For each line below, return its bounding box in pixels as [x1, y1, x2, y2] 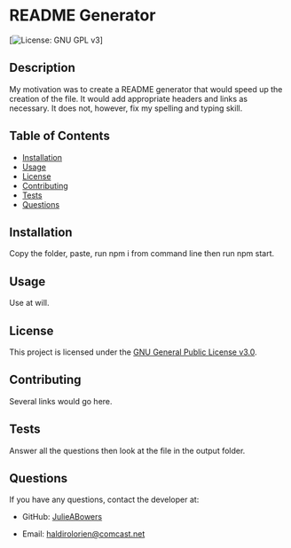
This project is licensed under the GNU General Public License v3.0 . [9, 347, 257, 357]
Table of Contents [9, 129, 111, 144]
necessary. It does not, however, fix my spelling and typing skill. [9, 103, 243, 114]
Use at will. [9, 298, 50, 309]
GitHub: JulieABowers [21, 512, 103, 522]
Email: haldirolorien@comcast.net [21, 528, 145, 539]
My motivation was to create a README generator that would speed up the [9, 83, 283, 94]
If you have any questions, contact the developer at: [9, 494, 200, 505]
